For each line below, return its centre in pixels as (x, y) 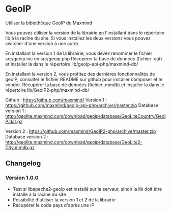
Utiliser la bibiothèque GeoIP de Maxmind (49, 23)
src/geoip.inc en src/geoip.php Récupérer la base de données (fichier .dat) (84, 58)
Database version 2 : (27, 136)
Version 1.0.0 (22, 178)
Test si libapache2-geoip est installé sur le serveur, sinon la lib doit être (87, 189)
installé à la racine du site (39, 194)
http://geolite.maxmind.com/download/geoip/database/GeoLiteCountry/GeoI (85, 116)
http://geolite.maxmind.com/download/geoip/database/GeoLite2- (74, 142)
